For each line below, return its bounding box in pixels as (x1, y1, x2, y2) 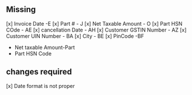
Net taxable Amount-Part (14, 44, 75, 51)
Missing (6, 5, 36, 15)
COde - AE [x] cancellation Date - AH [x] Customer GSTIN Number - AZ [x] (6, 26, 187, 33)
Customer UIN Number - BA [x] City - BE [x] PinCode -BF (6, 32, 145, 40)
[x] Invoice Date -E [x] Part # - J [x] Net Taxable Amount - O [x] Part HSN (6, 20, 183, 27)
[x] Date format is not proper (6, 82, 75, 89)
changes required (6, 67, 72, 77)
